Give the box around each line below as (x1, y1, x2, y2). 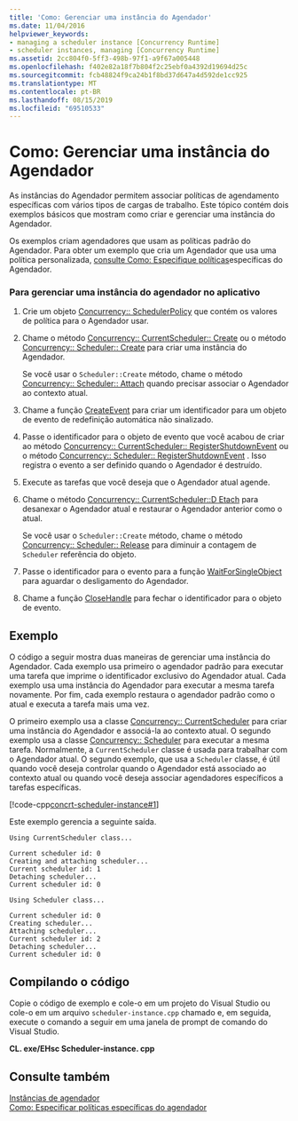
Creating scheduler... (9, 920, 93, 928)
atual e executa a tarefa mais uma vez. (9, 699, 150, 710)
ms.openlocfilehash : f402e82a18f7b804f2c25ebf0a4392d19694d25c (9, 63, 248, 72)
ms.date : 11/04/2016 (9, 21, 86, 30)
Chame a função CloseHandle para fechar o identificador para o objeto (21, 593, 282, 604)
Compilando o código (9, 974, 130, 990)
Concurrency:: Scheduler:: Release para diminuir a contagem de (21, 540, 257, 550)
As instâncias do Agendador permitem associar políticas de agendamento (9, 190, 279, 201)
